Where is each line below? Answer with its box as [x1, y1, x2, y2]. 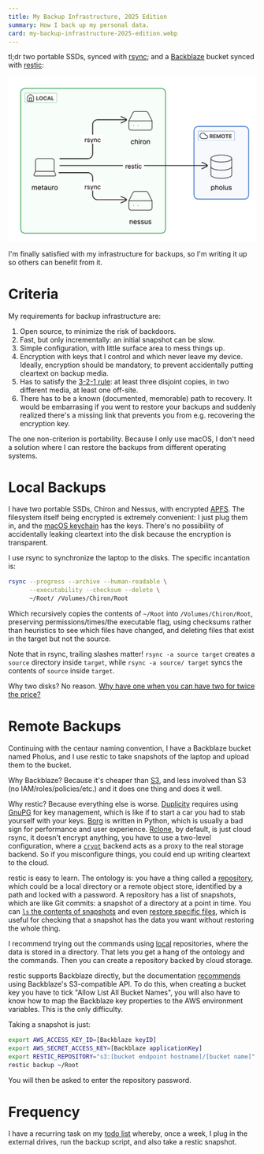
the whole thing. [8, 924, 61, 933]
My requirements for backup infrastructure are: [8, 311, 162, 320]
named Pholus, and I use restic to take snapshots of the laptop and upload [8, 752, 250, 761]
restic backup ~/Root [8, 1061, 80, 1069]
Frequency [8, 1103, 80, 1121]
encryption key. [19, 418, 71, 428]
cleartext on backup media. [19, 368, 109, 378]
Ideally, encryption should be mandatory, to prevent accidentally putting [19, 360, 254, 369]
